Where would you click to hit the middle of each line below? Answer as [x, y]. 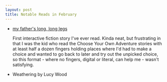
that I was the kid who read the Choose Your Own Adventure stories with [87, 43]
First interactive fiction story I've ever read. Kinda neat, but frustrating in [86, 38]
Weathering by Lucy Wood [40, 74]
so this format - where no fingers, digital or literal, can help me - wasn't [85, 59]
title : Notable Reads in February [41, 14]
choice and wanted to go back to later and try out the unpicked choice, [85, 54]
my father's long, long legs [40, 28]
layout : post [19, 10]
